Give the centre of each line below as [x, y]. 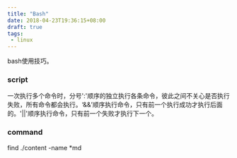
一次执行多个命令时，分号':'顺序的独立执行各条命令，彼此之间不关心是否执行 [118, 96]
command [25, 133]
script [18, 80]
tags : [15, 34]
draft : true [25, 27]
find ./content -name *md [45, 147]
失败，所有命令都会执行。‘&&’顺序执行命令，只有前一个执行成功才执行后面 [115, 105]
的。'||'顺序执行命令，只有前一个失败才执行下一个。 [82, 114]
